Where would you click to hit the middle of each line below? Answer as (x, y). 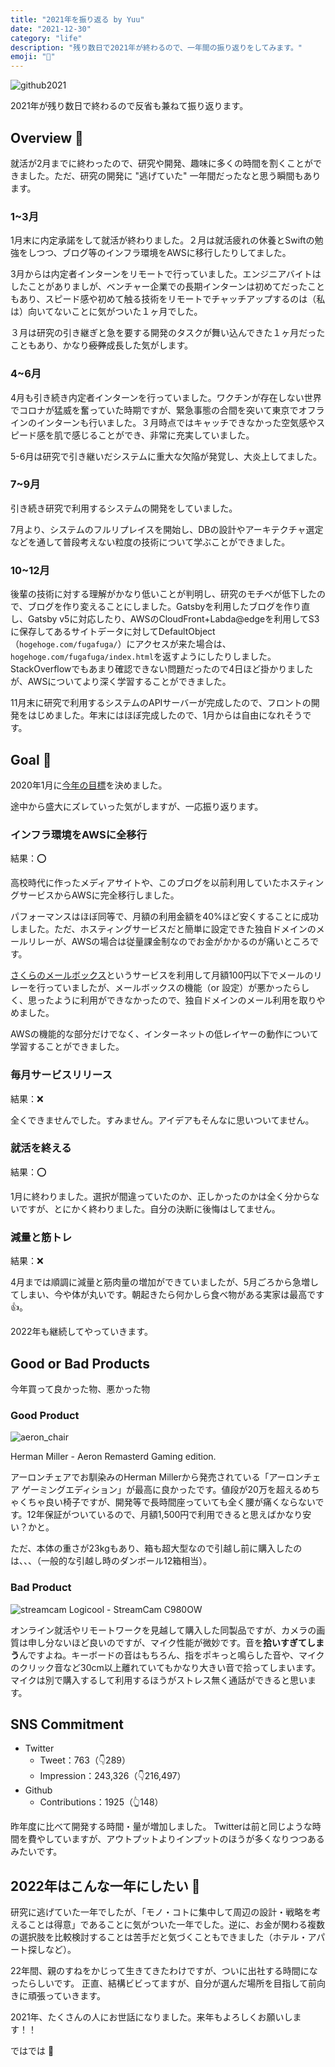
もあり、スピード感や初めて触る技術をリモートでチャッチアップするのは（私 (168, 299)
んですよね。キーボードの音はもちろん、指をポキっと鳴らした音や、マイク (172, 1655)
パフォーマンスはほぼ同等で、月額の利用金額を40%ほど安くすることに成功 (164, 917)
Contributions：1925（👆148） (101, 1802)
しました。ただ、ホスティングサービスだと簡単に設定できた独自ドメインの (163, 929)
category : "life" (46, 38)
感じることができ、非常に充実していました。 (163, 435)
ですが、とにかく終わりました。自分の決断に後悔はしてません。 (149, 1208)
